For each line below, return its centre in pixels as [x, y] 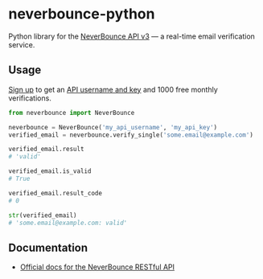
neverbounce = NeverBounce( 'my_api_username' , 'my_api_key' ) [113, 127]
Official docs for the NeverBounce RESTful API [97, 267]
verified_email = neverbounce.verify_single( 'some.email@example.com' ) [131, 135]
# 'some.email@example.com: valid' [68, 223]
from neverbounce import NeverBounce [72, 113]
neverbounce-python [82, 14]
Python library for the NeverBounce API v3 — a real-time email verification [132, 36]
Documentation [48, 247]
